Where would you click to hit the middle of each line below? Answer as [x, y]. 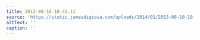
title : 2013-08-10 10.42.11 [41, 11]
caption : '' [21, 28]
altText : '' [21, 22]
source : [16, 17]
